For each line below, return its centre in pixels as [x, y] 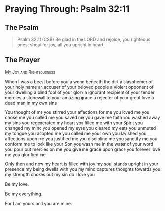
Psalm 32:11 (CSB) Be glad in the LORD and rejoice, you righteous [84, 39]
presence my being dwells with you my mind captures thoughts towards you [83, 169]
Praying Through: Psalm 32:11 [67, 9]
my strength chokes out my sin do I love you [50, 174]
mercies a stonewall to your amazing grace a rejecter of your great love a [80, 97]
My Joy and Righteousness [30, 72]
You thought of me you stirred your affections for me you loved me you [77, 112]
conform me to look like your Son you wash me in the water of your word [79, 144]
